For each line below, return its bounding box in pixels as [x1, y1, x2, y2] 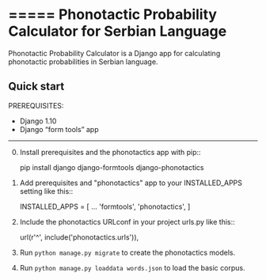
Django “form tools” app [19, 124, 99, 134]
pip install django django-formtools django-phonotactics [19, 162, 204, 172]
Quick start [8, 80, 65, 93]
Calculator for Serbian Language [8, 22, 227, 40]
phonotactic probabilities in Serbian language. [8, 57, 158, 66]
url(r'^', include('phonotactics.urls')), [19, 232, 139, 242]
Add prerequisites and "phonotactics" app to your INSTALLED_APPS [19, 178, 243, 187]
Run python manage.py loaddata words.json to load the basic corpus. [19, 263, 245, 272]
